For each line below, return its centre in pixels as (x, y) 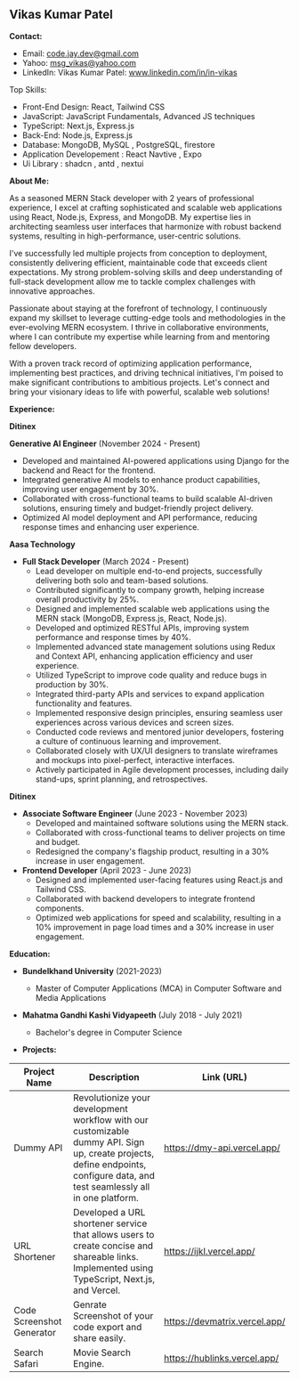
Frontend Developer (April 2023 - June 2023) (107, 870)
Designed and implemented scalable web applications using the (152, 608)
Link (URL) (224, 1076)
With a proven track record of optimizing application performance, (130, 363)
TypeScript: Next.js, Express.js (78, 126)
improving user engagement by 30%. (90, 489)
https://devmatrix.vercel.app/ (225, 1321)
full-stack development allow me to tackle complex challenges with (133, 281)
